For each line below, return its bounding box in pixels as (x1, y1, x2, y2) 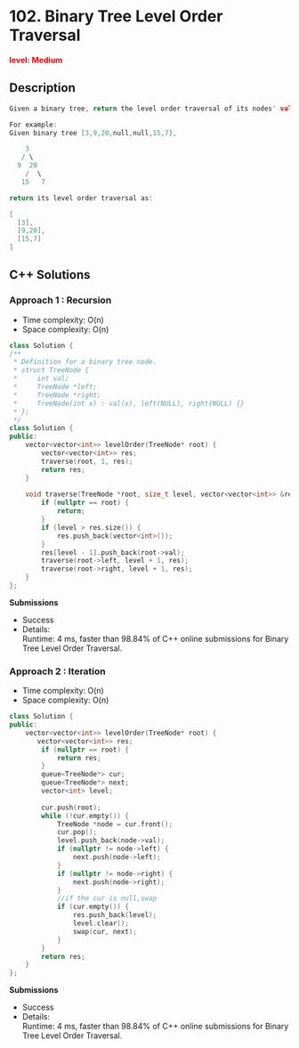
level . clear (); (72, 919, 129, 928)
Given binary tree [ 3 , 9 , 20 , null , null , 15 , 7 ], (9, 128, 177, 137)
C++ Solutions (9, 267, 91, 282)
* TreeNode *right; (12, 390, 101, 400)
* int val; (12, 374, 69, 384)
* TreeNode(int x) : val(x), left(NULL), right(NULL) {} (12, 399, 245, 408)
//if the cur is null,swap (56, 894, 158, 903)
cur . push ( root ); (41, 803, 101, 812)
